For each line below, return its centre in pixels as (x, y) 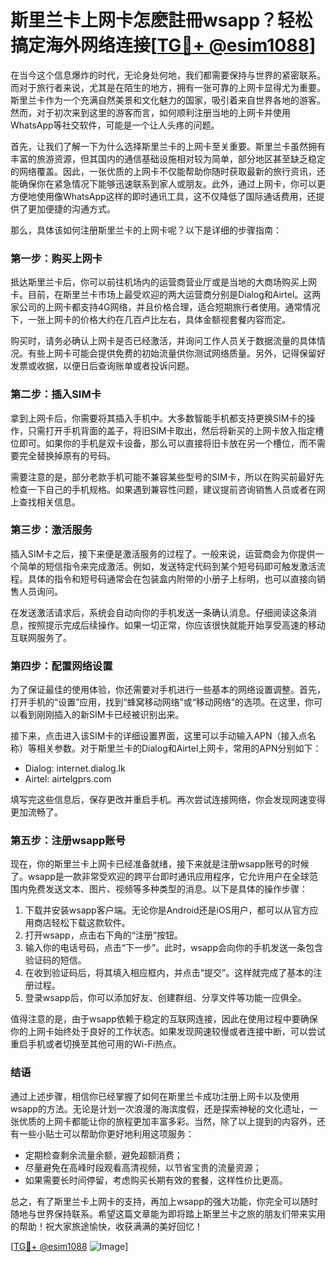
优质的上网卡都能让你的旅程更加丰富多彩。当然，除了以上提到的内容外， (167, 1121)
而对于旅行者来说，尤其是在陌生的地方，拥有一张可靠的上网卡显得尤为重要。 (168, 87)
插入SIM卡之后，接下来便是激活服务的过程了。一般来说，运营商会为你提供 (163, 553)
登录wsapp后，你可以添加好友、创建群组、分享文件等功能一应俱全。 (165, 998)
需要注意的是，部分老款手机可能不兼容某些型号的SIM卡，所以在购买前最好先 (167, 477)
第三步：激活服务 (51, 530)
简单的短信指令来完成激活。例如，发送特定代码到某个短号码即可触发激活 (167, 566)
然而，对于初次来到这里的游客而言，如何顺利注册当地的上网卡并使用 (150, 112)
